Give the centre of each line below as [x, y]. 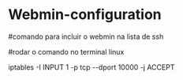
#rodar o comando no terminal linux [66, 51]
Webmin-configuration [85, 15]
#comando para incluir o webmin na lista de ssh [86, 36]
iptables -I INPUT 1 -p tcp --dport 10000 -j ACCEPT [91, 67]
